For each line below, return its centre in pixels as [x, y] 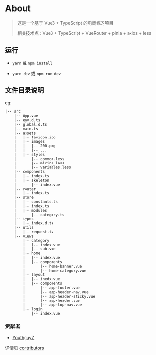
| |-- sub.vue [39, 249]
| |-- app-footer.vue [51, 288]
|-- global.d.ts [31, 124]
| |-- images [29, 141]
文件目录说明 [25, 91]
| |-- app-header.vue [51, 300]
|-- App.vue [26, 116]
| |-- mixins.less [39, 163]
